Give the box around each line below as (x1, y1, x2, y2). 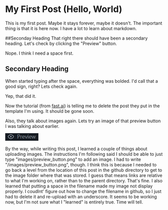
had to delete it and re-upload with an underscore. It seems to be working (5, 193, 157, 199)
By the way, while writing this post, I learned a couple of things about (5, 145, 147, 151)
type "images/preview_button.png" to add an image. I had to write (5, 156, 141, 162)
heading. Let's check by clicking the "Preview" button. (5, 40, 117, 46)
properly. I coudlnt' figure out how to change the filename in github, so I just (5, 188, 161, 194)
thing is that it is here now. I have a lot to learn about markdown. (5, 25, 137, 31)
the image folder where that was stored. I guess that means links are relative (5, 172, 162, 178)
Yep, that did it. (5, 93, 36, 99)
